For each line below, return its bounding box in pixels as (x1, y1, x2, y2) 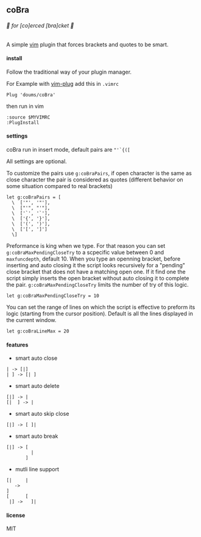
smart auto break (15, 432, 58, 440)
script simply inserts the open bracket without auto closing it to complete (6, 275, 189, 282)
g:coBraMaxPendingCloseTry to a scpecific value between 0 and (6, 249, 164, 256)
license (6, 511, 26, 519)
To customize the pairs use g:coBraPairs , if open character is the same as (6, 170, 192, 177)
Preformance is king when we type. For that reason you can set (6, 242, 166, 249)
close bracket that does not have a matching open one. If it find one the (6, 268, 186, 275)
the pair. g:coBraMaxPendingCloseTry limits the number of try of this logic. (6, 281, 189, 288)
